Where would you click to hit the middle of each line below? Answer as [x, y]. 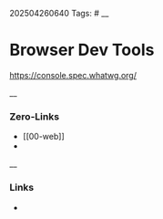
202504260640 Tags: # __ [59, 13]
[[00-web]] [44, 137]
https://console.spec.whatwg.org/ [73, 75]
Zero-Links [35, 116]
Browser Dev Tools [82, 50]
